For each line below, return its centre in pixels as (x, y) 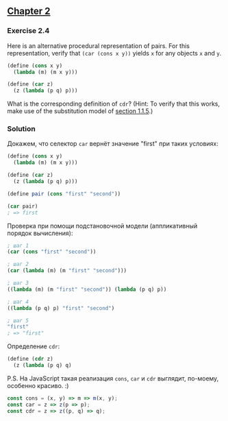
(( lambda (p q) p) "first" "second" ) (61, 308)
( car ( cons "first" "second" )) (52, 252)
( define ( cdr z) (30, 359)
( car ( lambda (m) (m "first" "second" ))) (67, 271)
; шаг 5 (18, 321)
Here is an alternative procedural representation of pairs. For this (99, 46)
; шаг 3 (18, 283)
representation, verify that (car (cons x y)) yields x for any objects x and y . (114, 53)
